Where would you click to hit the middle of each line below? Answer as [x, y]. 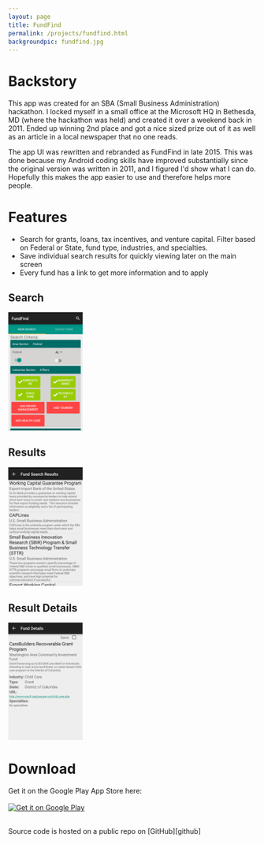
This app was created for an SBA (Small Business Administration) [114, 103]
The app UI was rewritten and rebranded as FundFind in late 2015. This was [131, 152]
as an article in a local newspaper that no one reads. [93, 137]
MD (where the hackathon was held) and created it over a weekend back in [130, 120]
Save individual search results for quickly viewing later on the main [128, 256]
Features [38, 218]
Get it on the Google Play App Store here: [75, 790]
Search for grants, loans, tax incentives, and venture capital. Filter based [138, 240]
